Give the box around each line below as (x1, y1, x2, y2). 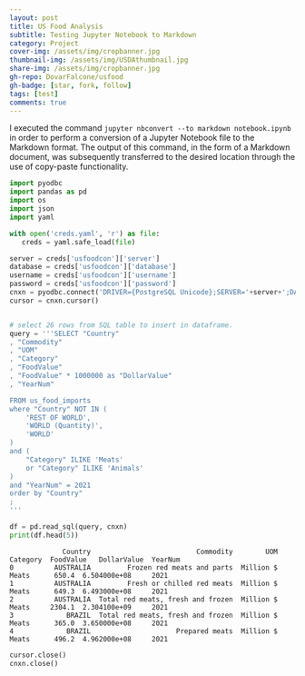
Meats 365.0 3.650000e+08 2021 (9, 619, 169, 628)
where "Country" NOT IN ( (9, 404, 107, 413)
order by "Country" (9, 489, 84, 498)
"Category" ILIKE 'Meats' (25, 455, 124, 464)
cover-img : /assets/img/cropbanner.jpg (9, 47, 161, 56)
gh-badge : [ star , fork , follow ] (9, 81, 132, 90)
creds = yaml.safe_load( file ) (21, 237, 136, 246)
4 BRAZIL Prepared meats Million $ (9, 626, 279, 636)
